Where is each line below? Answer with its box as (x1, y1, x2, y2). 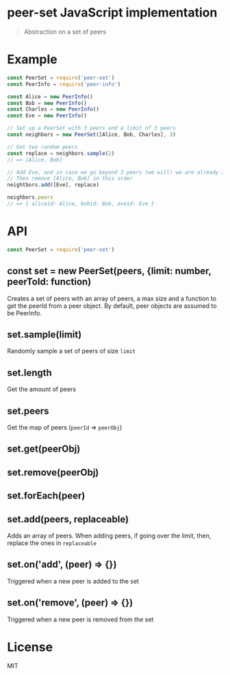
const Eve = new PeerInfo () (7, 112, 88, 120)
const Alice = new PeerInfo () (7, 93, 94, 100)
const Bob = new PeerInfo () (7, 100, 88, 107)
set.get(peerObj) (7, 443, 81, 455)
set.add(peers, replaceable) (7, 513, 129, 525)
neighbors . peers (7, 194, 53, 201)
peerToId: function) (7, 276, 92, 288)
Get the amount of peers (7, 385, 77, 393)
